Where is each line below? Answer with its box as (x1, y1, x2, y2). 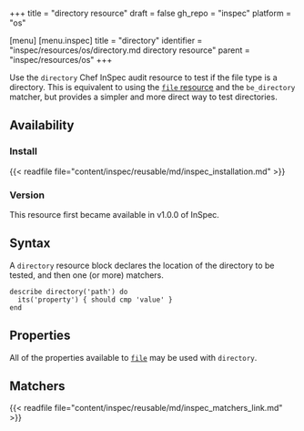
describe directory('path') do (9, 287, 128, 296)
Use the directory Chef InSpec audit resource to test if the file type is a (9, 72, 278, 83)
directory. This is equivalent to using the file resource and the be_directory (9, 82, 296, 92)
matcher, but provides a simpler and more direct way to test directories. (9, 91, 278, 102)
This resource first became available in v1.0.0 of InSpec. (9, 209, 220, 220)
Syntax (9, 236, 51, 251)
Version (9, 189, 46, 201)
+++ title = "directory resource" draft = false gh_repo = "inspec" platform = (9, 8, 291, 18)
